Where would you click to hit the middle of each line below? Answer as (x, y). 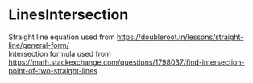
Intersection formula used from (60, 53)
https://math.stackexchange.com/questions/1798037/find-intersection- (126, 62)
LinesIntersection (68, 15)
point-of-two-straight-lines (53, 70)
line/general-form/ (39, 45)
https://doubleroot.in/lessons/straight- (180, 37)
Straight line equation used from (62, 37)
